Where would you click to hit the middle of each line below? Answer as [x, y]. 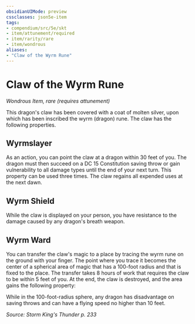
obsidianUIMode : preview [36, 11]
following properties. [31, 125]
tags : [13, 22]
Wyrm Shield [30, 201]
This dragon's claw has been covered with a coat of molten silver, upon [93, 112]
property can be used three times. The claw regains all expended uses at [95, 176]
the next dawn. [24, 183]
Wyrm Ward [28, 240]
